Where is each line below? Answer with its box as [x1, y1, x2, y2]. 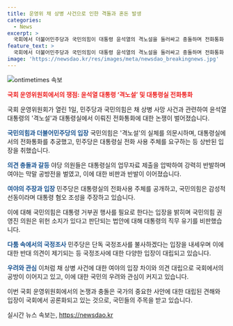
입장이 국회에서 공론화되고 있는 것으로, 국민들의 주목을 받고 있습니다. [7, 295, 193, 304]
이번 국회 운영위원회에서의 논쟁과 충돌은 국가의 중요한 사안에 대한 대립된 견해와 [7, 287, 221, 295]
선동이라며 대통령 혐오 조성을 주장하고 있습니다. [7, 193, 136, 201]
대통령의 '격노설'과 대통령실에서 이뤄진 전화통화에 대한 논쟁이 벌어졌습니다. [7, 114, 210, 122]
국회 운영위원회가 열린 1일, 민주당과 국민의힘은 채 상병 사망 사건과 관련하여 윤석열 [7, 105, 227, 114]
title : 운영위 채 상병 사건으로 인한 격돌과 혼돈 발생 [7, 10, 142, 17]
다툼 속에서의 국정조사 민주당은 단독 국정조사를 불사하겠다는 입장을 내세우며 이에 [7, 240, 224, 248]
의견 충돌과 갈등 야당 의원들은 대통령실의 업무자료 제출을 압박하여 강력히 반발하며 [7, 161, 226, 169]
